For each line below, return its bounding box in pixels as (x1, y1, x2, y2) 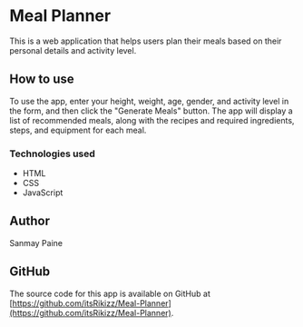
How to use (9, 72, 74, 87)
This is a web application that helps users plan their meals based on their (9, 35, 282, 46)
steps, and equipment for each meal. (9, 124, 147, 135)
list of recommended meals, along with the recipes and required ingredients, (9, 114, 295, 125)
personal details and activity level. (9, 45, 137, 55)
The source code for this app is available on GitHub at (9, 288, 210, 299)
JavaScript (22, 187, 64, 198)
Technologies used (9, 147, 95, 160)
